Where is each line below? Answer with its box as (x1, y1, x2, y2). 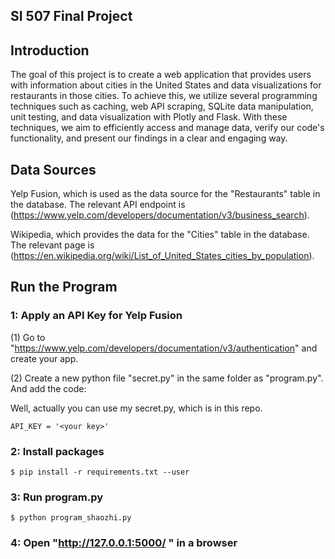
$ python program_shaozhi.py (10, 513, 132, 523)
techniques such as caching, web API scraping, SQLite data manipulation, (10, 100, 314, 113)
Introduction (10, 42, 90, 59)
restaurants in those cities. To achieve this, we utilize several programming (10, 90, 318, 102)
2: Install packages (10, 444, 105, 458)
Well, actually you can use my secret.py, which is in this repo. (10, 402, 263, 414)
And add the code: (10, 382, 87, 394)
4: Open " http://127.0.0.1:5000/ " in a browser (10, 536, 238, 550)
